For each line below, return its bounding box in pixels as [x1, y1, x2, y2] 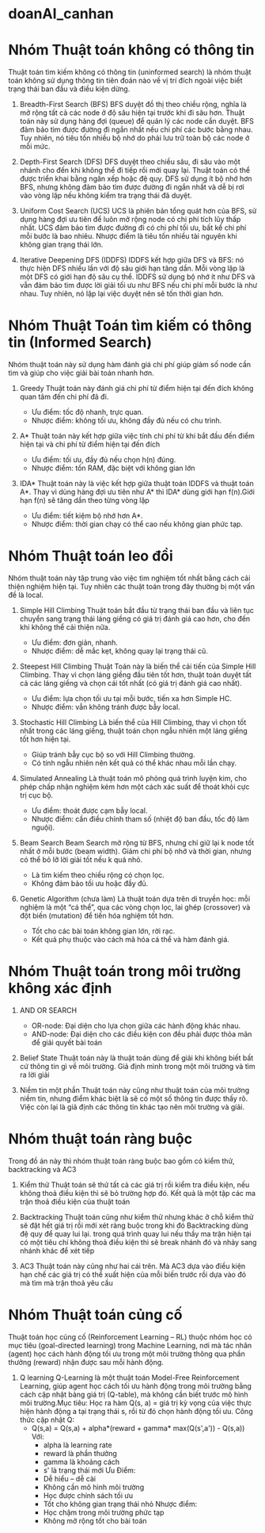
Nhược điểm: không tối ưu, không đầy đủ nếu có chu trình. [31, 416, 222, 425]
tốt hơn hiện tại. [19, 734, 71, 744]
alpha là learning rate [43, 1440, 112, 1450]
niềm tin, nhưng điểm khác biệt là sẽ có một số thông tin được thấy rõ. [19, 1094, 248, 1103]
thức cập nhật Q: [19, 1415, 75, 1424]
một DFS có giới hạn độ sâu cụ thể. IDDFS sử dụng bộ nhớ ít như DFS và [19, 272, 256, 282]
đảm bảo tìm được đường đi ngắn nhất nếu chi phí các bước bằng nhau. [19, 125, 253, 135]
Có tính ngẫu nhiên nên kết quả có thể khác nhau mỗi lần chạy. [31, 758, 237, 768]
